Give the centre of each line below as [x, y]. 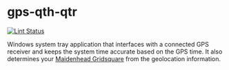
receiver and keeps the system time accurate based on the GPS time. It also [115, 51]
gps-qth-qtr [42, 12]
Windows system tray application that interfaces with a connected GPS [108, 44]
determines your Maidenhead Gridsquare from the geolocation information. [114, 58]
